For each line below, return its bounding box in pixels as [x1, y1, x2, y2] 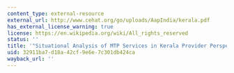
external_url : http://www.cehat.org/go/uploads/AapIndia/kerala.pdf [7, 17, 210, 24]
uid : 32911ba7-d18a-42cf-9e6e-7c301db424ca [7, 49, 136, 56]
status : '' [7, 36, 39, 43]
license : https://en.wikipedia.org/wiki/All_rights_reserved [7, 29, 189, 37]
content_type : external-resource [7, 10, 104, 17]
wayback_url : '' [7, 56, 54, 63]
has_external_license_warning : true [7, 23, 114, 30]
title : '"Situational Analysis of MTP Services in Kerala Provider [7, 42, 208, 49]
